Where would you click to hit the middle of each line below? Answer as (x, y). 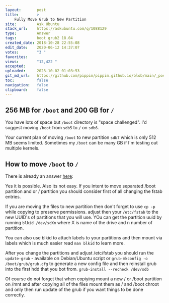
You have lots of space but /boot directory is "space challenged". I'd (76, 122)
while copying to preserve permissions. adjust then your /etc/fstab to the (82, 212)
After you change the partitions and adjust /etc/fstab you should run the (80, 253)
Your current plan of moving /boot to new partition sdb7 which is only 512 (81, 137)
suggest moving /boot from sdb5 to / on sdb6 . (52, 128)
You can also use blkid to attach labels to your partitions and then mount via (84, 238)
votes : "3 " (26, 52)
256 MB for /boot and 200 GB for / (60, 110)
